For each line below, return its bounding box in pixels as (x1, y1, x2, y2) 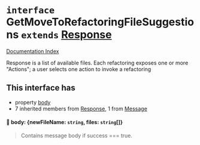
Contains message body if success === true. (20, 132, 133, 139)
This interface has (6, 83, 76, 93)
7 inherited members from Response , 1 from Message (14, 105, 148, 112)
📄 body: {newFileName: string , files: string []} (6, 119, 123, 126)
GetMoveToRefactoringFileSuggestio (6, 16, 195, 29)
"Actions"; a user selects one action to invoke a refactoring (6, 65, 151, 73)
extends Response (20, 28, 112, 42)
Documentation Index (6, 47, 59, 55)
